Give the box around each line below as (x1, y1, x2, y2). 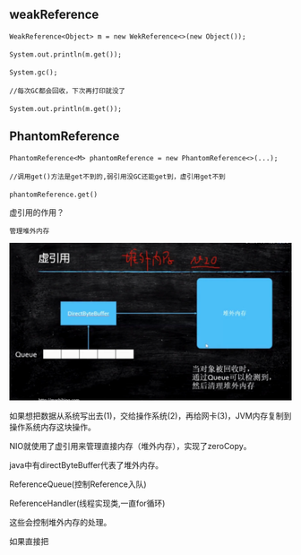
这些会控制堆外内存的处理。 (9, 516, 112, 527)
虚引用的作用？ (9, 206, 64, 218)
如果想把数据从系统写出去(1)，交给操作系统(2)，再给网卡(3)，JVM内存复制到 (9, 410, 292, 421)
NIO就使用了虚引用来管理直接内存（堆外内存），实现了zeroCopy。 (9, 440, 252, 451)
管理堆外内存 (9, 226, 50, 236)
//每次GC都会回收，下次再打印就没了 (9, 86, 125, 95)
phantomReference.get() (9, 190, 99, 199)
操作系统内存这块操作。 (9, 421, 96, 432)
